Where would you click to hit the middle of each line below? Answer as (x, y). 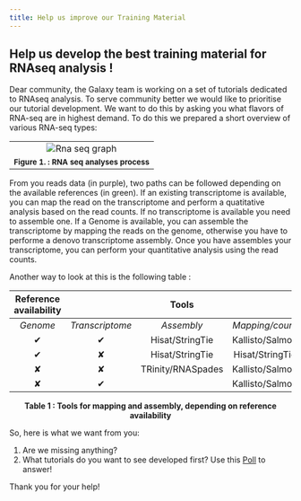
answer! (37, 470)
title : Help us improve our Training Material (98, 18)
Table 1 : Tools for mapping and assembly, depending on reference (150, 406)
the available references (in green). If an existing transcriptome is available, (148, 193)
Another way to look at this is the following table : (100, 277)
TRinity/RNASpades (182, 369)
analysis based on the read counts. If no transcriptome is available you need (150, 212)
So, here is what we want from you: (75, 433)
